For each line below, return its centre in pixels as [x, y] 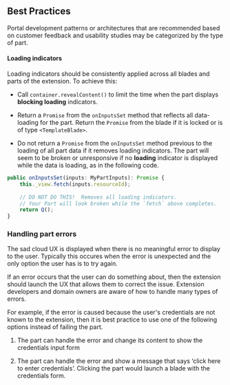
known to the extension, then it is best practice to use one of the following [112, 319]
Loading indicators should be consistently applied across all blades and [108, 74]
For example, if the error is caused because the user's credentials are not [111, 313]
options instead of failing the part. [55, 327]
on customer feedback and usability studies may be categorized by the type [115, 35]
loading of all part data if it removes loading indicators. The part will [113, 150]
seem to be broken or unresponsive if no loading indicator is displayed [117, 158]
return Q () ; [36, 210]
